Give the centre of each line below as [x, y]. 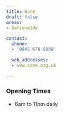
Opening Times [28, 91]
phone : [19, 44]
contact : [17, 39]
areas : [14, 22]
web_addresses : [30, 60]
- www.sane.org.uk [34, 65]
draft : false [22, 17]
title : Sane [21, 11]
